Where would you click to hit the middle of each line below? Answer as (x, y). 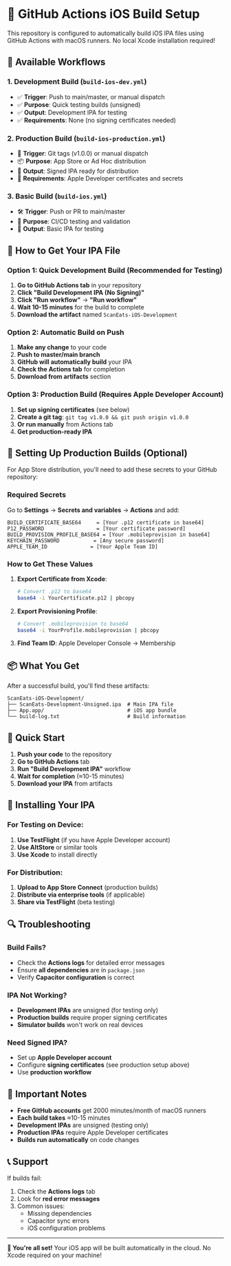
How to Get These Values (50, 564)
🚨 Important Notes (47, 1094)
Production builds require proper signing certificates (92, 1017)
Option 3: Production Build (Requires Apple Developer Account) (115, 394)
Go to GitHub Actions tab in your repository (79, 285)
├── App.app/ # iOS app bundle (92, 711)
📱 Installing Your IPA (51, 805)
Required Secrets (37, 495)
